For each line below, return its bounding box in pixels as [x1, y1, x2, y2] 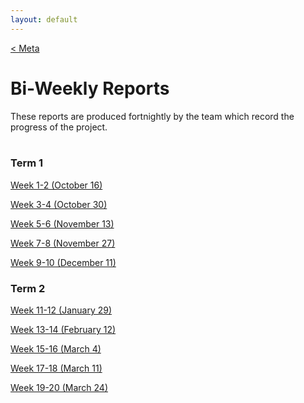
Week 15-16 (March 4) [10, 343, 102, 355]
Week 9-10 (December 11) [10, 256, 117, 268]
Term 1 [10, 156, 44, 170]
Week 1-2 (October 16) [10, 179, 103, 191]
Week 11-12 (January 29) [10, 304, 113, 316]
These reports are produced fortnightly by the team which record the [10, 110, 295, 122]
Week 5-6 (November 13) [10, 217, 115, 230]
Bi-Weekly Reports [10, 77, 170, 100]
